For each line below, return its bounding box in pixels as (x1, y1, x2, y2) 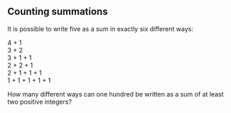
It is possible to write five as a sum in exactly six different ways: (7, 24, 194, 33)
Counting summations (7, 6, 108, 18)
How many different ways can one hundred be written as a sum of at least (7, 90, 224, 98)
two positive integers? (7, 97, 72, 106)
